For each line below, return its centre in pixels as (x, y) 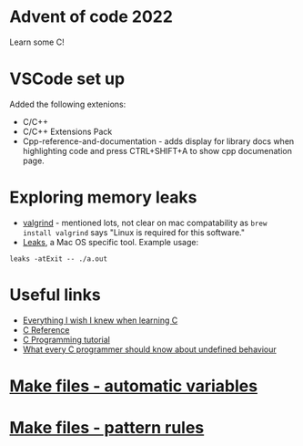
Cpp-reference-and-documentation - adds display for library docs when (158, 141)
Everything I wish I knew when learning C (100, 320)
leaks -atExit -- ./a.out (58, 259)
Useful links (56, 295)
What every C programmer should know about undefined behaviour (150, 349)
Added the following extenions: (68, 104)
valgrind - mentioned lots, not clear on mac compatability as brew (145, 223)
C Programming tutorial (66, 339)
